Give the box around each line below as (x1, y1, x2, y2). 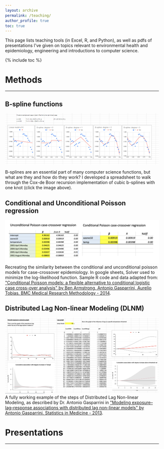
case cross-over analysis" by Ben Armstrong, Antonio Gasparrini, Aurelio (5, 285, 152, 291)
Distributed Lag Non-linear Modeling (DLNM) (5, 304, 144, 313)
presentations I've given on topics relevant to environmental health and (5, 43, 148, 48)
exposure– (131, 400, 153, 405)
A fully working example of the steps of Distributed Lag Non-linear (5, 394, 139, 401)
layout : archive (5, 8, 38, 13)
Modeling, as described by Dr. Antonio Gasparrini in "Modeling (5, 400, 131, 405)
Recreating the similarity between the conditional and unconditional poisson (5, 264, 158, 270)
